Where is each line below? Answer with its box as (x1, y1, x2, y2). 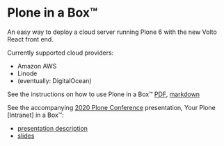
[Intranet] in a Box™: (7, 111, 64, 119)
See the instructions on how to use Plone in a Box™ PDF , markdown (7, 90, 200, 98)
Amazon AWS (17, 62, 57, 70)
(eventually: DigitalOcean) (17, 76, 92, 84)
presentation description (17, 124, 88, 132)
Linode (17, 69, 38, 77)
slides (17, 131, 35, 140)
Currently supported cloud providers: (7, 48, 114, 57)
